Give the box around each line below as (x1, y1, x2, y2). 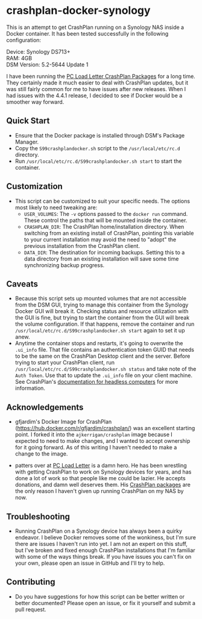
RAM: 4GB (6, 54, 32, 62)
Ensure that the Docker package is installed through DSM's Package (14, 132, 185, 139)
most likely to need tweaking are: (14, 203, 98, 211)
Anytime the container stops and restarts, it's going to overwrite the (14, 340, 183, 347)
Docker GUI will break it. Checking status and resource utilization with (14, 308, 189, 315)
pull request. (14, 606, 46, 613)
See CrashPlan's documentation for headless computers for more (14, 378, 178, 386)
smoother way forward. (6, 98, 65, 106)
